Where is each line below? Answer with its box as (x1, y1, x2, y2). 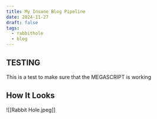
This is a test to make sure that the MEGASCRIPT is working (6, 73, 152, 80)
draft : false (6, 19, 38, 25)
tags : (6, 25, 19, 31)
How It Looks (6, 91, 55, 101)
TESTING (6, 58, 41, 68)
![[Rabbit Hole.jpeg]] (6, 106, 56, 113)
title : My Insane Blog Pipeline (6, 8, 86, 15)
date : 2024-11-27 (6, 14, 49, 20)
